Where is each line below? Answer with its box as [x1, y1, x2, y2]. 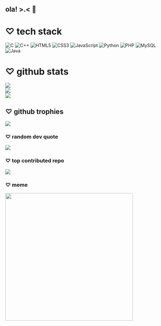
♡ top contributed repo [5, 157, 65, 164]
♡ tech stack [5, 26, 62, 37]
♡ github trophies [5, 107, 64, 116]
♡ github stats [5, 66, 69, 77]
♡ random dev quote [5, 133, 59, 140]
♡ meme [5, 181, 28, 188]
